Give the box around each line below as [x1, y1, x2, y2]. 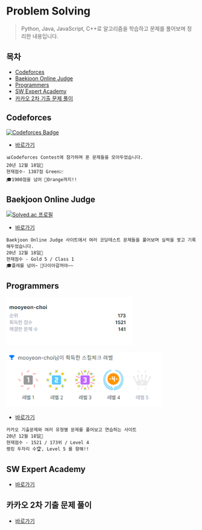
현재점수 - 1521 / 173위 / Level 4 [6, 439, 89, 446]
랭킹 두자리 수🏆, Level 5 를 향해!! [6, 446, 89, 452]
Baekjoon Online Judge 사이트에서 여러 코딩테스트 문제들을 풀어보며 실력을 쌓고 [6, 237, 185, 243]
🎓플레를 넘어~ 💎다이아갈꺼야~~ [6, 263, 74, 269]
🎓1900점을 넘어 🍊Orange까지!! [6, 176, 77, 182]
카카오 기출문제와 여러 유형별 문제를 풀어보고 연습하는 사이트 [6, 427, 137, 433]
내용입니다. [32, 32, 58, 40]
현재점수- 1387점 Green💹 [6, 168, 65, 174]
